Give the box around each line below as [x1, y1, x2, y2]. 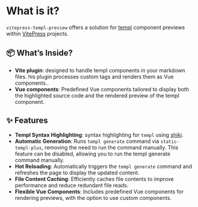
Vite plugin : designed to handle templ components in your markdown [14, 66, 186, 74]
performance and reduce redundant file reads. [14, 181, 129, 189]
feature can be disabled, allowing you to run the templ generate [14, 150, 171, 157]
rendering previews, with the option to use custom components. [14, 194, 172, 201]
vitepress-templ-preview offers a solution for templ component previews [6, 24, 186, 31]
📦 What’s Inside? [6, 48, 73, 58]
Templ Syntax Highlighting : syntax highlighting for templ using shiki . [14, 131, 184, 138]
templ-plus [14, 145, 42, 151]
